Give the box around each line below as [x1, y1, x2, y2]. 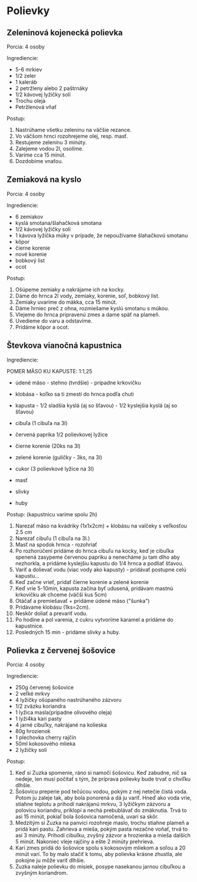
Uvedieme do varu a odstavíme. [15, 317, 93, 324]
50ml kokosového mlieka [15, 740, 76, 747]
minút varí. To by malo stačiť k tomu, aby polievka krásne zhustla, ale [15, 851, 183, 858]
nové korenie [15, 250, 47, 257]
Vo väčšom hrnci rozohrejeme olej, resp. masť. [15, 132, 128, 140]
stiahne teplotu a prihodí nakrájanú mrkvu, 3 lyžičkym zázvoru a [15, 801, 171, 808]
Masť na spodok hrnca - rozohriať [15, 541, 98, 548]
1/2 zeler [15, 72, 36, 79]
